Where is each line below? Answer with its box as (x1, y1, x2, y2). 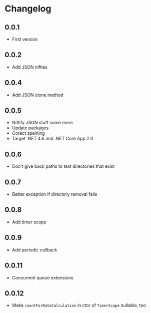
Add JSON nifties (11, 64, 48, 70)
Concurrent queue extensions (11, 274, 73, 280)
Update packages (11, 125, 49, 131)
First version (11, 36, 38, 42)
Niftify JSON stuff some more (11, 120, 73, 126)
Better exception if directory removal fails (11, 191, 97, 197)
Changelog (4, 3, 51, 15)
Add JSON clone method (11, 92, 63, 98)
